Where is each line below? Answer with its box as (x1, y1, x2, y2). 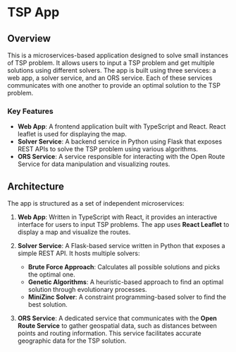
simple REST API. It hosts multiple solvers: (17, 249, 140, 258)
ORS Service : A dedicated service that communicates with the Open (17, 314, 217, 322)
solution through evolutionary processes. (27, 286, 147, 294)
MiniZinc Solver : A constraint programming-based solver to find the (27, 293, 227, 301)
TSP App (7, 4, 60, 20)
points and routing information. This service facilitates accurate (17, 329, 202, 338)
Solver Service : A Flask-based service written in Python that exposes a (17, 242, 225, 250)
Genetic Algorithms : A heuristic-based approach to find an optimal (27, 278, 224, 286)
